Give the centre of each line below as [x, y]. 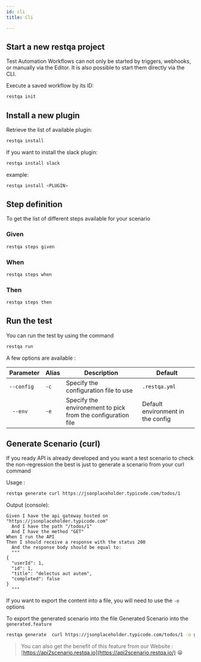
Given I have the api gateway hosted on [57, 516]
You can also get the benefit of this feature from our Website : [97, 646]
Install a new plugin [43, 115]
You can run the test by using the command [60, 335]
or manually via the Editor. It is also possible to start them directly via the [95, 68]
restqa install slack [33, 163]
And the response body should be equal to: [66, 547]
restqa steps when [29, 274]
